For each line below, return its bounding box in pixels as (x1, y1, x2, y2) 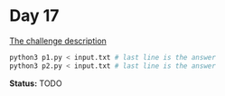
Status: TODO (9, 78, 62, 89)
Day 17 (9, 5, 60, 26)
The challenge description (9, 35, 107, 46)
